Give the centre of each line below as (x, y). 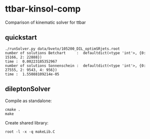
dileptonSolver (28, 89)
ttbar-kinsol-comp (43, 9)
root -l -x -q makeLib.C (30, 132)
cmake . (13, 109)
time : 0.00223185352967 (31, 62)
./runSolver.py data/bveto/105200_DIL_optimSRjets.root (62, 49)
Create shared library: (27, 123)
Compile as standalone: (29, 101)
